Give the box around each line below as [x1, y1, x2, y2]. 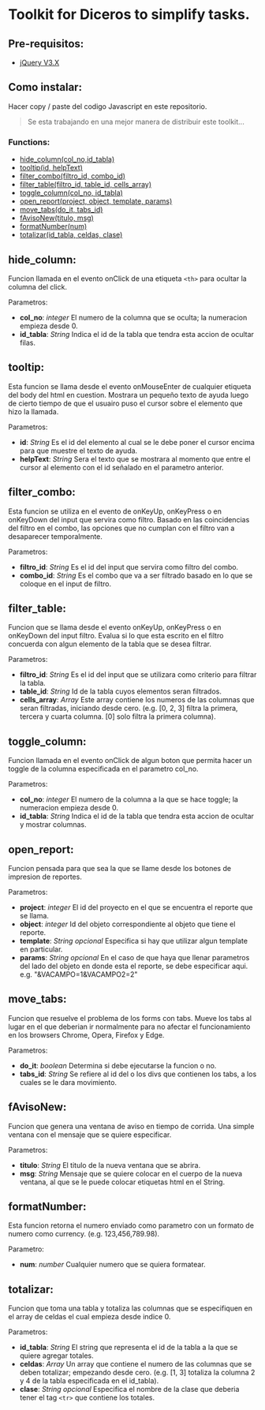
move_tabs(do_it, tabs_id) [19, 205, 103, 215]
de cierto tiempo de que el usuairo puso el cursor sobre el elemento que [8, 398, 243, 408]
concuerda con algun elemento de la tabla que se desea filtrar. [8, 639, 211, 649]
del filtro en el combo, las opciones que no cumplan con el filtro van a [8, 523, 235, 533]
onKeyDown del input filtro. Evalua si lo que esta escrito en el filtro [8, 631, 224, 641]
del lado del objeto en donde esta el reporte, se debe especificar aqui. [19, 961, 248, 971]
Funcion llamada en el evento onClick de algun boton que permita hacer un [8, 756, 252, 765]
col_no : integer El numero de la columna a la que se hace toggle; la [19, 795, 239, 804]
